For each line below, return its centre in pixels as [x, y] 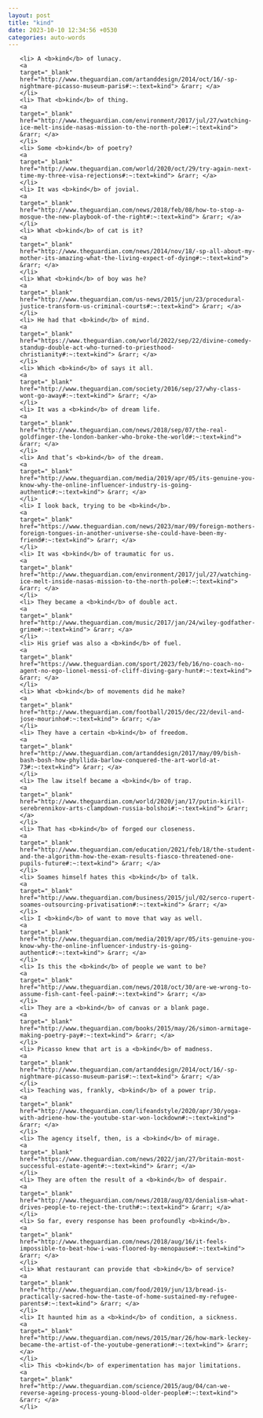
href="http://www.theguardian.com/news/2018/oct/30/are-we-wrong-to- [136, 987]
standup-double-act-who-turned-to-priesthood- [97, 348]
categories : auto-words [47, 37]
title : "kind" [31, 23]
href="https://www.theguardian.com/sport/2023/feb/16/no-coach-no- [132, 664]
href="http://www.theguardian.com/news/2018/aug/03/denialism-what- [134, 1201]
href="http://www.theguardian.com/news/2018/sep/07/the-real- [123, 430]
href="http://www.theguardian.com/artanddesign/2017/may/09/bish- [130, 754]
